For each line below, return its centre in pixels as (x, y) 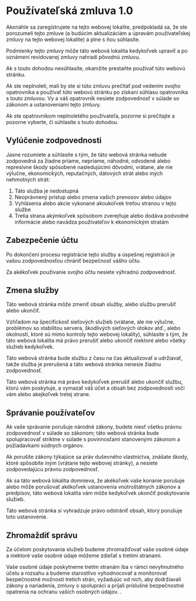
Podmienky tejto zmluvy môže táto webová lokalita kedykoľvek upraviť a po (97, 50)
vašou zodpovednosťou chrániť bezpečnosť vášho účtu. (74, 260)
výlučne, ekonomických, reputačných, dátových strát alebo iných (85, 173)
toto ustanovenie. (27, 517)
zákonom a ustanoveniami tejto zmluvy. (54, 104)
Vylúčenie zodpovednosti (54, 141)
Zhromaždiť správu (42, 535)
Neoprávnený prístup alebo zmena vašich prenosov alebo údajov (93, 197)
